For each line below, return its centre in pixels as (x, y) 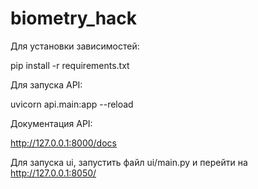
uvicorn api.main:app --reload (72, 104)
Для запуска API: (46, 84)
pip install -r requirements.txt (70, 65)
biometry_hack (74, 18)
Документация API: (51, 123)
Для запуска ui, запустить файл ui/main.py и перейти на (129, 162)
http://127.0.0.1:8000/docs (63, 143)
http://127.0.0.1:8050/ (53, 173)
